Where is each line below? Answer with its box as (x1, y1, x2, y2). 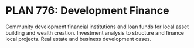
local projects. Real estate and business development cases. (5, 35, 152, 42)
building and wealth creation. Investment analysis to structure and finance (5, 29, 184, 36)
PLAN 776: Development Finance (5, 4, 169, 17)
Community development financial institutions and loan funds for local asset (5, 23, 189, 30)
